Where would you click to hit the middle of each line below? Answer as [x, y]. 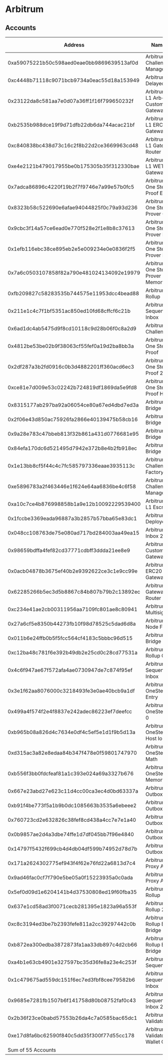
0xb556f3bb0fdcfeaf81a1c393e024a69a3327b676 [71, 773]
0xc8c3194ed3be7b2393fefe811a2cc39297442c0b [72, 924]
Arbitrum [24, 9]
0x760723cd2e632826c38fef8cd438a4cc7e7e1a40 [72, 820]
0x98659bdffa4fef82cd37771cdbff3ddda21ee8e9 [69, 550]
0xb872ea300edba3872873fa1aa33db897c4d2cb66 [72, 945]
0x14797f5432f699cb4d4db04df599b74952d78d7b [72, 849]
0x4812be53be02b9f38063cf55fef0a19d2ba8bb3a [71, 346]
